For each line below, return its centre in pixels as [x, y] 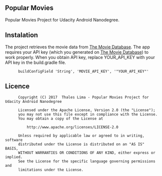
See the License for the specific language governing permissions [87, 161]
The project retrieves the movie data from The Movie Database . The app [77, 47]
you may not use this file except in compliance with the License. [88, 115]
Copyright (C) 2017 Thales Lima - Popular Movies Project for [83, 98]
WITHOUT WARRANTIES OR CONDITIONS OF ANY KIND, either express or [87, 153]
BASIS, [12, 149]
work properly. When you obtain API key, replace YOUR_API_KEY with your [80, 57]
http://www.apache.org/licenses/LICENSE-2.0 [72, 127]
